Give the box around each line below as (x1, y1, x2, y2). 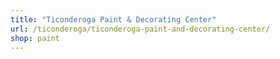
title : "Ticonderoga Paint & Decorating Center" (10, 14, 217, 25)
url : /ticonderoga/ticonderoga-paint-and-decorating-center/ (10, 24, 271, 34)
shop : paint (10, 33, 60, 43)
